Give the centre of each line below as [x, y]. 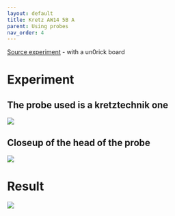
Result [26, 187]
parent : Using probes [38, 26]
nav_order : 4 [26, 33]
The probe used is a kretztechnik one [88, 105]
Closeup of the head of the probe [79, 142]
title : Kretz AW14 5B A [41, 20]
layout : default [30, 13]
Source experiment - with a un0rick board [66, 52]
